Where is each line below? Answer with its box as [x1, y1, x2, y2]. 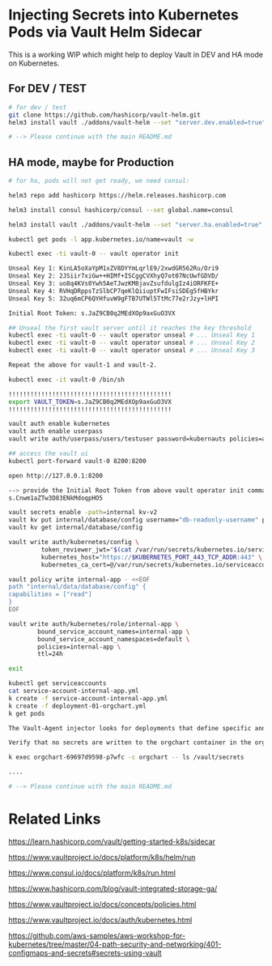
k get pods [8, 709, 45, 717]
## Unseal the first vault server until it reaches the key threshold [8, 324, 252, 332]
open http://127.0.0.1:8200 [8, 471, 104, 479]
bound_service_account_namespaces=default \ [37, 635, 190, 643]
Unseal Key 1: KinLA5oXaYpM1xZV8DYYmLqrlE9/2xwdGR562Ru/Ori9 [8, 265, 219, 273]
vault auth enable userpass [8, 428, 104, 436]
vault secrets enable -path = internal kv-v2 [8, 509, 158, 517]
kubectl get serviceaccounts [8, 679, 107, 687]
